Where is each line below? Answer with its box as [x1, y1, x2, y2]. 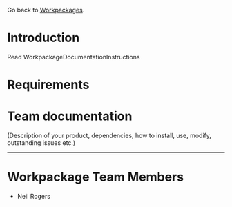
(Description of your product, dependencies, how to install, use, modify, [7, 131, 212, 140]
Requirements [7, 77, 90, 92]
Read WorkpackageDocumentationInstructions [7, 52, 140, 61]
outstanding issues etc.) [7, 139, 76, 147]
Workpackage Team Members [7, 169, 184, 185]
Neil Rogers [17, 193, 50, 200]
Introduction [7, 30, 80, 46]
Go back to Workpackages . [7, 6, 85, 14]
